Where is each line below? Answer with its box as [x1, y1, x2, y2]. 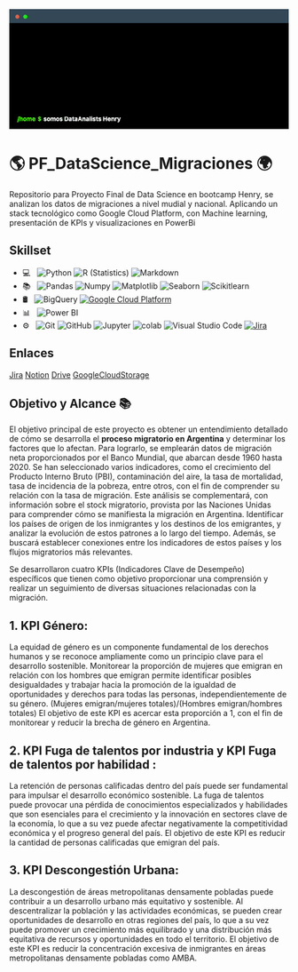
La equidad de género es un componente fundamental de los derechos [9, 641, 269, 652]
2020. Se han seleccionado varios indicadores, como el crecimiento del [9, 462, 271, 473]
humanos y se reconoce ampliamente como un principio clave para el [9, 651, 263, 662]
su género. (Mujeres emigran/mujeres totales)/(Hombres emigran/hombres [9, 698, 283, 709]
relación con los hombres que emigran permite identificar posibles [9, 670, 252, 681]
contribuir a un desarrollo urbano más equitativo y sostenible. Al [9, 896, 244, 906]
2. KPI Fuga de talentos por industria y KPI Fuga [9, 743, 277, 758]
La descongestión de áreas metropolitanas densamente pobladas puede [9, 886, 274, 896]
